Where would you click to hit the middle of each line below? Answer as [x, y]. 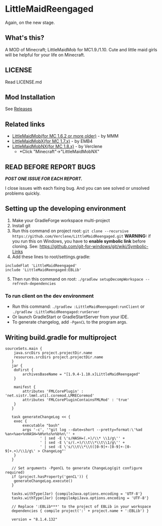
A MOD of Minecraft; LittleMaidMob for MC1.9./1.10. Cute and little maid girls [81, 49]
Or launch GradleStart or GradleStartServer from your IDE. [70, 317]
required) [15, 472]
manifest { [25, 387]
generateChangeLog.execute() [43, 481]
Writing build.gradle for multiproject [61, 337]
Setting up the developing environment [65, 209]
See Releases [19, 109]
